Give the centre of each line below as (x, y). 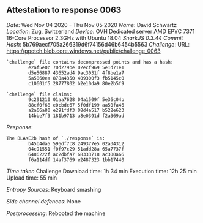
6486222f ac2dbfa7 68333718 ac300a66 (76, 154)
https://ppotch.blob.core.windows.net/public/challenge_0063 (83, 51)
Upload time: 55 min (32, 178)
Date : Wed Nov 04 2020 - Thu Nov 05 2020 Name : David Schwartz (92, 25)
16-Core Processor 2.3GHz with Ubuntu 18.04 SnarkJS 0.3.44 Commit (95, 38)
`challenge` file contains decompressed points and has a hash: (90, 62)
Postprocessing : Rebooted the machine (56, 213)
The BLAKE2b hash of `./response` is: (56, 138)
